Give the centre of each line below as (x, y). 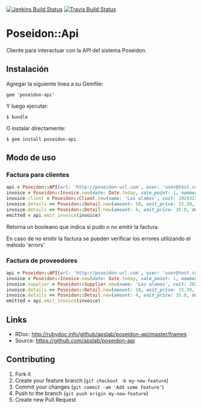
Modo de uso (31, 158)
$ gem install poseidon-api (41, 139)
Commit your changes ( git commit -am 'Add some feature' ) (89, 387)
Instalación (28, 69)
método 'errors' (26, 245)
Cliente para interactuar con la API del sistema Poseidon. (77, 50)
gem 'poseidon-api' (31, 95)
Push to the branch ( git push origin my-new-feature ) (81, 393)
